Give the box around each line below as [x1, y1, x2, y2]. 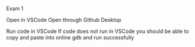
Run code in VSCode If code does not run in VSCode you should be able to [6, 28, 189, 35]
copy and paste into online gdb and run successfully [6, 34, 135, 41]
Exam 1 [6, 5, 24, 12]
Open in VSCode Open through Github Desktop [6, 16, 122, 23]
